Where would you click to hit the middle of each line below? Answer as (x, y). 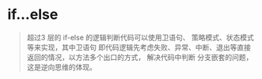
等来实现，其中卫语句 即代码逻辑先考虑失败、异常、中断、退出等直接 (139, 47)
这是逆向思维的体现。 (61, 67)
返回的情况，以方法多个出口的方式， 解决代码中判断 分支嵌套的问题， (140, 57)
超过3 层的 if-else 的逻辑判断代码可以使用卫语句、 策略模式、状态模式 (140, 37)
